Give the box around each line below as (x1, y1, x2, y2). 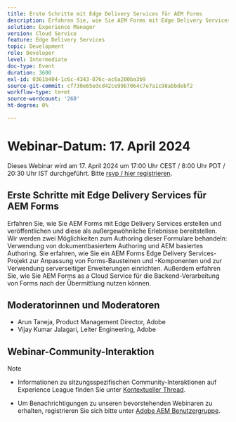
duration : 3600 (7, 69, 52, 76)
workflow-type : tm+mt (7, 89, 71, 96)
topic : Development (7, 43, 65, 50)
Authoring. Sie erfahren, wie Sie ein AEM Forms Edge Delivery (7, 249, 188, 257)
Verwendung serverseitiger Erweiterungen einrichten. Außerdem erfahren (7, 264, 221, 272)
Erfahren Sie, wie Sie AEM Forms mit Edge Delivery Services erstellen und (7, 219, 222, 227)
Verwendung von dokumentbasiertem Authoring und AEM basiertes (7, 241, 204, 250)
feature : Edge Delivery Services (7, 37, 105, 44)
